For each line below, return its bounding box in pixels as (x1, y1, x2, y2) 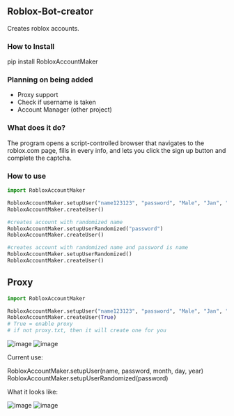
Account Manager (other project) (17, 105, 113, 114)
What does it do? (7, 123, 66, 133)
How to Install (7, 41, 54, 51)
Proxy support (17, 91, 58, 99)
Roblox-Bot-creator (7, 6, 94, 17)
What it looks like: (7, 387, 58, 396)
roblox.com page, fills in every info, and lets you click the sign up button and (7, 146, 226, 154)
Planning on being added (7, 75, 93, 84)
